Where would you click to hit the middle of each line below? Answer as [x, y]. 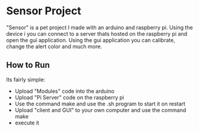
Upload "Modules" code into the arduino [65, 91]
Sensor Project [44, 11]
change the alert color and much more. [54, 46]
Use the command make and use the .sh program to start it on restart [100, 104]
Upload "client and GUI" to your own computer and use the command [100, 110]
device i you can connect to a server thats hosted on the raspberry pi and [97, 33]
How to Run [28, 65]
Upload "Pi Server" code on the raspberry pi [69, 97]
